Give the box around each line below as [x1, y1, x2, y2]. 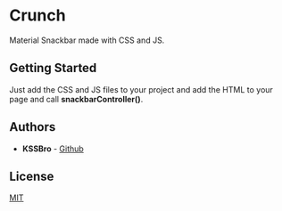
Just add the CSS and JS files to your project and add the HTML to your [9, 84, 274, 94]
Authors [9, 119, 56, 134]
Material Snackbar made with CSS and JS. [9, 35, 165, 45]
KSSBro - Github [21, 143, 85, 154]
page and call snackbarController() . [9, 93, 144, 104]
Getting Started [9, 61, 97, 76]
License [9, 168, 54, 183]
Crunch [9, 5, 66, 26]
